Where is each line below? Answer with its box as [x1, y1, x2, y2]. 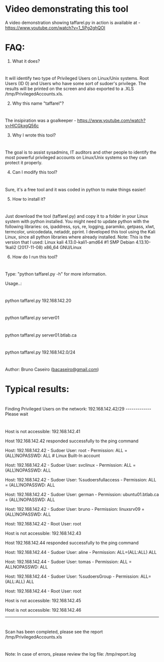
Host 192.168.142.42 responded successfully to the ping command [5, 438, 139, 444]
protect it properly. [5, 160, 43, 166]
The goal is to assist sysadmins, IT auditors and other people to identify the [5, 149, 157, 155]
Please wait [5, 411, 28, 417]
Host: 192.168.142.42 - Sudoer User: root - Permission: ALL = [5, 447, 128, 453]
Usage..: [5, 280, 22, 286]
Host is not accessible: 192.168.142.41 [5, 428, 81, 434]
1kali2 [5, 244, 17, 250]
